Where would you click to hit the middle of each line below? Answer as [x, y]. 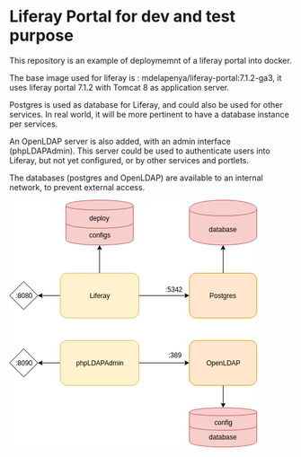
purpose [41, 35]
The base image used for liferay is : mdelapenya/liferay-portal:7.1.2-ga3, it [146, 77]
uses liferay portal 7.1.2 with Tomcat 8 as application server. [120, 87]
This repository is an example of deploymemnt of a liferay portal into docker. [150, 60]
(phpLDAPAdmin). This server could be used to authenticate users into [140, 151]
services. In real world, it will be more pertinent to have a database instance [149, 114]
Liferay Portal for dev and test [123, 17]
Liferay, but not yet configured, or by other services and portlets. [129, 160]
